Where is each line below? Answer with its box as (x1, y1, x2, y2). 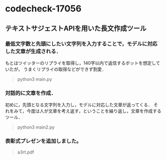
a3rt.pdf (17, 149, 34, 155)
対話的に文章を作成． (5, 89, 56, 96)
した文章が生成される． (5, 48, 61, 55)
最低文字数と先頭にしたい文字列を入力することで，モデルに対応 (5, 40, 158, 47)
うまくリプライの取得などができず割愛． (23, 66, 107, 72)
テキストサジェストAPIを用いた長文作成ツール (5, 24, 147, 32)
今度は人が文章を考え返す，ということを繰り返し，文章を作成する (26, 108, 162, 114)
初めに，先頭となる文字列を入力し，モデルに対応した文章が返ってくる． (5, 102, 153, 108)
